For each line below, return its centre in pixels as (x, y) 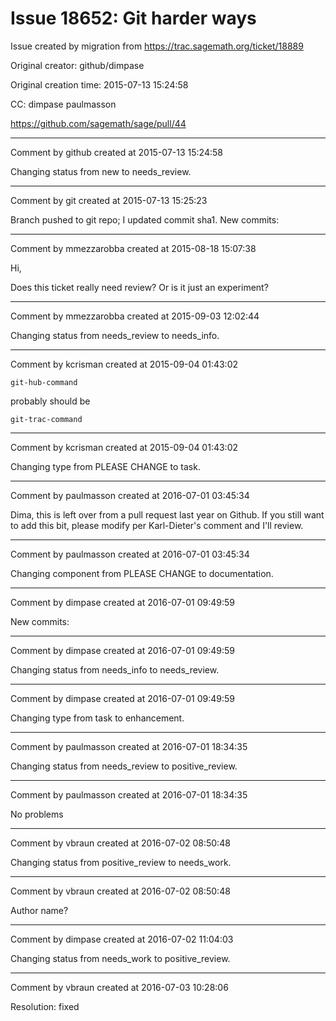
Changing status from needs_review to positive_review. (124, 766)
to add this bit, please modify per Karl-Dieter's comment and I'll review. (157, 525)
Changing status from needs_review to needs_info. (115, 335)
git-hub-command (44, 382)
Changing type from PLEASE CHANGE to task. (105, 466)
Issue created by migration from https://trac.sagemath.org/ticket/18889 (157, 46)
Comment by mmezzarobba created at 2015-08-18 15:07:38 (133, 248)
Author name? (39, 910)
